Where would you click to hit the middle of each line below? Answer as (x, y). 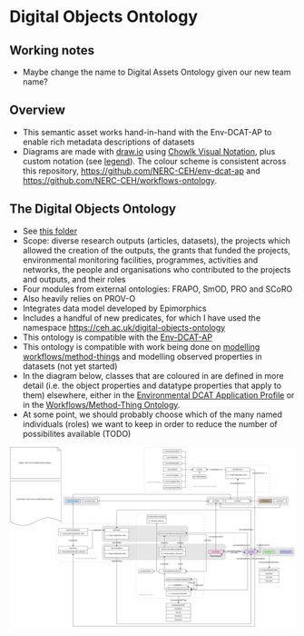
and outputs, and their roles (74, 279)
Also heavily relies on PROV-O (79, 298)
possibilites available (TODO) (77, 433)
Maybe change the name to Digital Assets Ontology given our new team (157, 72)
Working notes (52, 50)
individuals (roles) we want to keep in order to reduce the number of (150, 423)
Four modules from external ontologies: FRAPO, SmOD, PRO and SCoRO (157, 289)
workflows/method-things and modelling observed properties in (142, 356)
